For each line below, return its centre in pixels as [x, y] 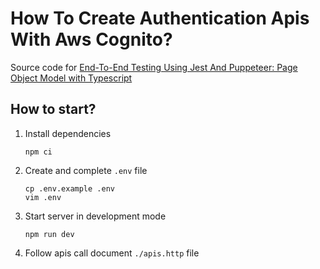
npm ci [38, 152]
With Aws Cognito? [91, 39]
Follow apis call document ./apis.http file [112, 253]
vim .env [43, 197]
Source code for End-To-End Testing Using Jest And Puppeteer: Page [154, 67]
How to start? [53, 109]
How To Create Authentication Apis [160, 18]
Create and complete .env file [86, 170]
